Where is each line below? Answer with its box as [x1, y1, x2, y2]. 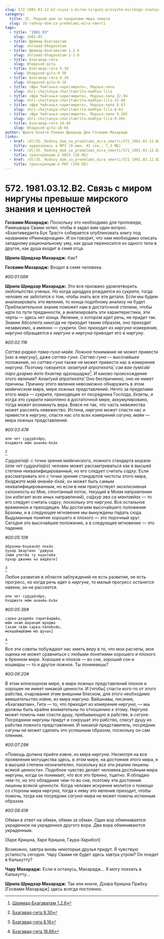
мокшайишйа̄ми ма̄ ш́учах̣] [5, 629, 54, 634]
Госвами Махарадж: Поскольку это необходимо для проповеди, [5, 219, 143, 225]
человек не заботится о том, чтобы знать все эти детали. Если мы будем [5, 294, 158, 299]
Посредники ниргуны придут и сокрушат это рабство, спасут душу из [5, 717, 152, 723]
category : [5, 12, 25, 17]
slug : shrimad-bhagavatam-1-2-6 [14, 52, 80, 58]
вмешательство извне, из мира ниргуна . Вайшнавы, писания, [5, 696, 134, 702]
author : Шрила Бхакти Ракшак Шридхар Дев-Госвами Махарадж [5, 130, 128, 135]
